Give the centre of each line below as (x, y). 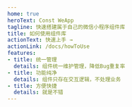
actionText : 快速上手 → (40, 40)
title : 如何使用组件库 (37, 33)
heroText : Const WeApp (41, 20)
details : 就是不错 (38, 92)
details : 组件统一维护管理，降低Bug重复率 (70, 66)
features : (22, 53)
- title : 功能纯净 (32, 73)
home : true (23, 14)
